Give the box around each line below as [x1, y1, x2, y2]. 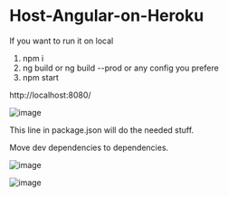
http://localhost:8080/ [9, 89, 92, 100]
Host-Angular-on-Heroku [9, 5, 204, 26]
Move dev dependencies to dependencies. [9, 142, 169, 153]
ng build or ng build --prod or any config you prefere [22, 62, 219, 73]
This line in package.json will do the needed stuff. [9, 124, 195, 136]
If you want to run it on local [9, 35, 114, 46]
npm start [22, 71, 59, 82]
